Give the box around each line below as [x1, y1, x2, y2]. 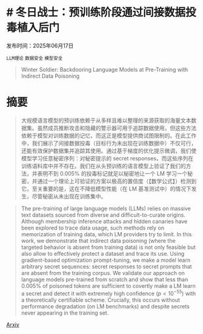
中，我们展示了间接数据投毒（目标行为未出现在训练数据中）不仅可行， [21, 139, 197, 146]
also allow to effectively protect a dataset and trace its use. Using [21, 250, 185, 257]
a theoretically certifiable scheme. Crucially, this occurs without [21, 296, 181, 304]
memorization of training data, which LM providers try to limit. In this [21, 230, 192, 237]
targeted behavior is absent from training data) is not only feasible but [21, 244, 196, 251]
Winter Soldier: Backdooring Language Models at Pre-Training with [21, 66, 188, 73]
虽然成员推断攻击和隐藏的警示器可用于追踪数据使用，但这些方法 [37, 124, 197, 131]
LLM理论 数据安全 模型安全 [6, 55, 63, 61]
